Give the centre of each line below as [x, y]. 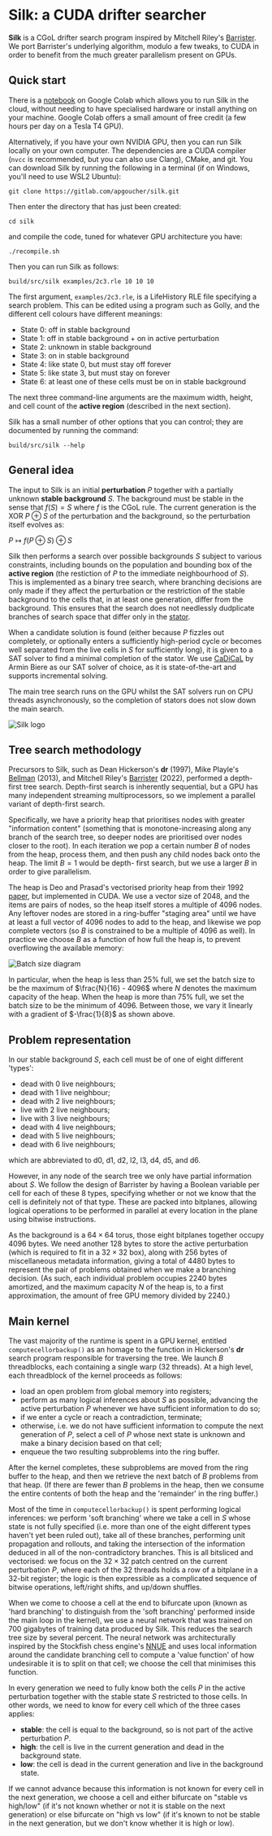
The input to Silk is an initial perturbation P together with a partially [121, 489]
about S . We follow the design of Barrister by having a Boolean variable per [134, 1185]
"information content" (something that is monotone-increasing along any [130, 829]
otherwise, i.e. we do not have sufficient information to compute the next [142, 1426]
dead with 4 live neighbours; [68, 1127]
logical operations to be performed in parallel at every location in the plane [133, 1211]
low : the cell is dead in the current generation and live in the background [142, 1764]
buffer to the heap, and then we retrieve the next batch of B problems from [133, 1476]
